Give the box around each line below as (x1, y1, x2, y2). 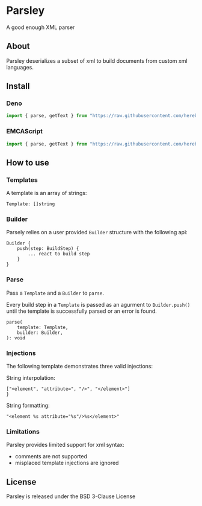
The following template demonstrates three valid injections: (6, 363, 153, 370)
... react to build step (28, 251, 90, 257)
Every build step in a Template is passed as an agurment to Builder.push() (6, 301, 191, 308)
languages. (6, 63, 34, 71)
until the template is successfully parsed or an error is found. (6, 307, 158, 315)
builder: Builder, (17, 330, 63, 336)
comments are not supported (14, 453, 87, 460)
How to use (6, 158, 49, 168)
